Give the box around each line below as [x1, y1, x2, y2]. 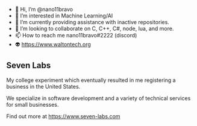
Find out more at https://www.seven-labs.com [6, 112, 120, 120]
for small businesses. [6, 101, 59, 108]
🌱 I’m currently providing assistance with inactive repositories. [14, 19, 170, 25]
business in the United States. [6, 83, 81, 90]
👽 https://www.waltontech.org [14, 41, 92, 48]
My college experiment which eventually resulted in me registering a [6, 76, 176, 84]
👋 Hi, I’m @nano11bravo [14, 6, 73, 13]
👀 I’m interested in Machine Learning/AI [14, 12, 113, 19]
